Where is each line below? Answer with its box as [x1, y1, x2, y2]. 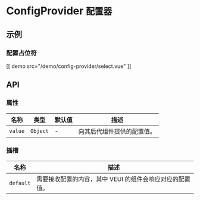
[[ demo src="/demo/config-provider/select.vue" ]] [6, 62, 132, 70]
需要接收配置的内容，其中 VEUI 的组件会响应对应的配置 [36, 174, 190, 183]
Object [30, 127, 49, 135]
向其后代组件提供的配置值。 [78, 127, 157, 135]
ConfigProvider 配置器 [6, 4, 112, 18]
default [9, 180, 31, 186]
